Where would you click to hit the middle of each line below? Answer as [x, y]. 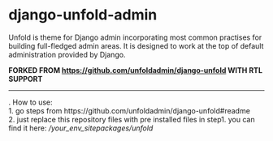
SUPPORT [26, 79]
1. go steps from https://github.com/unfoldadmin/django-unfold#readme [129, 110]
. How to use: [30, 102]
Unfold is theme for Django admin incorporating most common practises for [135, 37]
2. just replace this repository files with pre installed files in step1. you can [132, 119]
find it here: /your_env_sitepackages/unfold [81, 128]
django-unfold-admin [83, 15]
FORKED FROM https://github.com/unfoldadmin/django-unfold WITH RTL [135, 70]
